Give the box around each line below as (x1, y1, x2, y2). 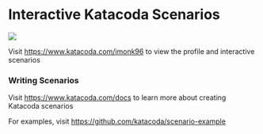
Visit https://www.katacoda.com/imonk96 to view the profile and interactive (8, 46, 255, 56)
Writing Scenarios (8, 75, 79, 86)
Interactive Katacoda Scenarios (8, 6, 220, 24)
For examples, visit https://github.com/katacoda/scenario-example (8, 117, 226, 126)
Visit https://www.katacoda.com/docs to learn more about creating (8, 93, 227, 102)
